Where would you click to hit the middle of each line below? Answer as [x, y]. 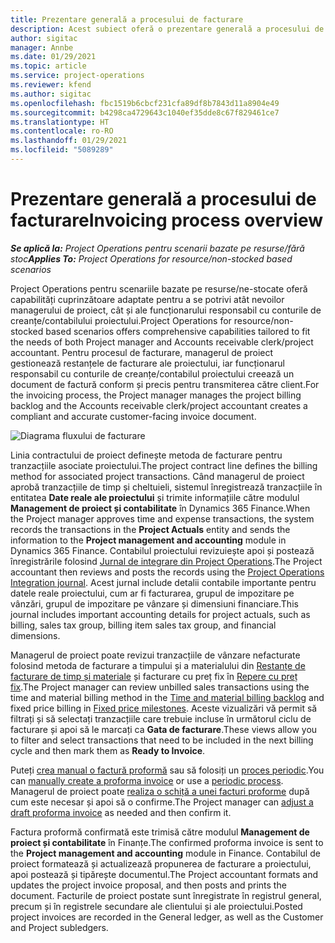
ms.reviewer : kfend [51, 85]
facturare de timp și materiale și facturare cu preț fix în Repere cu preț [154, 676]
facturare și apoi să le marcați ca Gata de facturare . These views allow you [164, 729]
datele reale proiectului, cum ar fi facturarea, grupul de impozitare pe [152, 593]
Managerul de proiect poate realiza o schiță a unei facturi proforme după [160, 791]
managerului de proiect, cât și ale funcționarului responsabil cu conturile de [166, 310]
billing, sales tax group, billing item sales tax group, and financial [143, 625]
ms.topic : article [48, 66]
